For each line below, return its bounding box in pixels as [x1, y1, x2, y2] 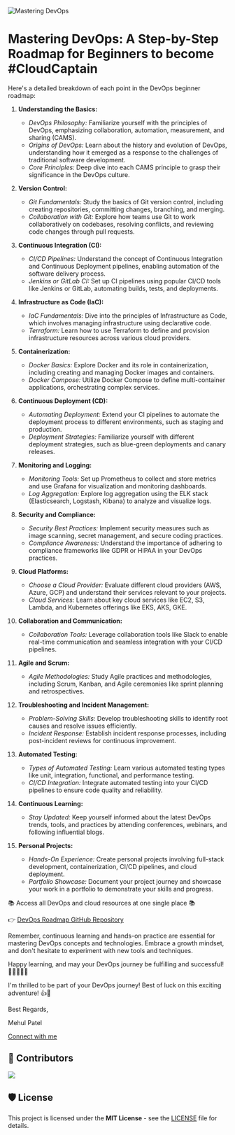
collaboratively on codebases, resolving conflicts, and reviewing [28, 220, 214, 228]
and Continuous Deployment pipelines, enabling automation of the [28, 262, 220, 270]
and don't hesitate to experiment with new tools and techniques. [8, 946, 193, 954]
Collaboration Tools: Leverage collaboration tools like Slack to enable [28, 630, 228, 638]
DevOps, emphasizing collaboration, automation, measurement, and [28, 126, 225, 134]
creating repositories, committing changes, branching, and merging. [28, 205, 225, 213]
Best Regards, [8, 1005, 48, 1013]
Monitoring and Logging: [17, 460, 92, 469]
